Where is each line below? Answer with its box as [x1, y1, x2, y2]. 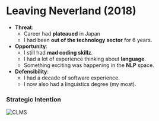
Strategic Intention [6, 95, 61, 103]
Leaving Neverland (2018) [6, 4, 136, 18]
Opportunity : [14, 43, 48, 50]
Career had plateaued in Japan [23, 30, 101, 37]
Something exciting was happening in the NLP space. [23, 61, 154, 69]
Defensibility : [14, 68, 49, 75]
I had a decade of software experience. [23, 74, 120, 81]
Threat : [14, 24, 34, 31]
